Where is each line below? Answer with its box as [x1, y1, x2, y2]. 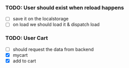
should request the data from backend [12, 46, 94, 52]
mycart [12, 52, 28, 58]
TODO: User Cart [5, 35, 48, 42]
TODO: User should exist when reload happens [5, 4, 124, 11]
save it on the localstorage [12, 16, 69, 22]
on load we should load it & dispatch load [12, 21, 100, 28]
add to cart [12, 58, 36, 64]
